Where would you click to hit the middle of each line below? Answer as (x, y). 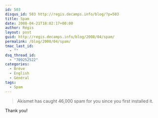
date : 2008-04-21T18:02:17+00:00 (39, 23)
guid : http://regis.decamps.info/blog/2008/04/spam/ (60, 37)
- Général (19, 78)
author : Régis (20, 28)
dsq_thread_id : (21, 55)
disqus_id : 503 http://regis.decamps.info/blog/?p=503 (62, 14)
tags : (11, 82)
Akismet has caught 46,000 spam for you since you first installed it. (85, 101)
